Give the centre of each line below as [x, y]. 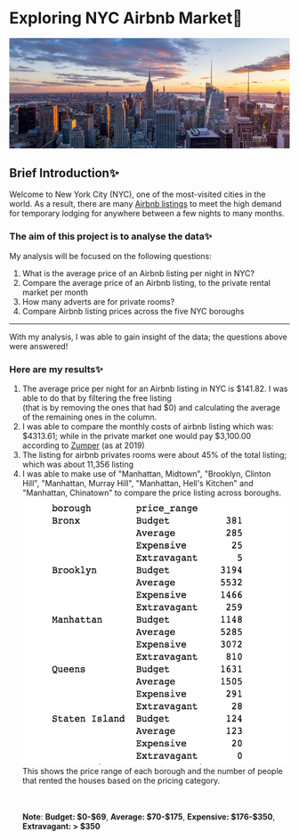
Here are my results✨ [57, 369]
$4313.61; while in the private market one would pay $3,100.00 [137, 436]
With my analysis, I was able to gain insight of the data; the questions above [148, 337]
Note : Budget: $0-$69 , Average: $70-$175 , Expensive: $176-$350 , [149, 816]
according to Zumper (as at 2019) [83, 445]
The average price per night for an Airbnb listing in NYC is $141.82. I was [155, 388]
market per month [55, 292]
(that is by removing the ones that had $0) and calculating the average [151, 407]
